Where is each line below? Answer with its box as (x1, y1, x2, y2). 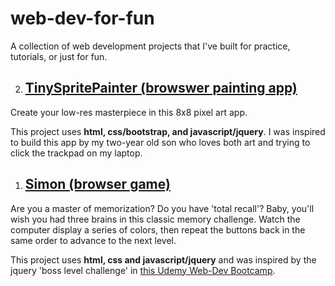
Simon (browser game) (24, 176, 171, 193)
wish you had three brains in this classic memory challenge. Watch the (10, 213, 301, 225)
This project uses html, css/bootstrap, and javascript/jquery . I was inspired (10, 125, 326, 137)
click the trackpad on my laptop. (10, 147, 143, 159)
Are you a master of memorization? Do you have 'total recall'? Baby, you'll (10, 202, 315, 214)
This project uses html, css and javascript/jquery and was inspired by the (10, 253, 317, 266)
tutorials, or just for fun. (10, 50, 108, 62)
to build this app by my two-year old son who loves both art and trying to (10, 136, 311, 148)
